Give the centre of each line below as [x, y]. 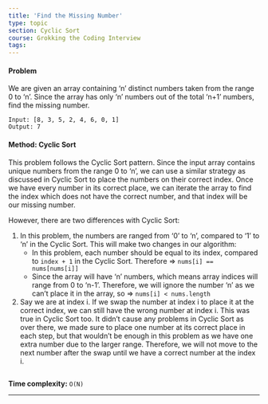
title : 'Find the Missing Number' [66, 16]
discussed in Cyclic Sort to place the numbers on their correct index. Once [131, 179]
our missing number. [42, 205]
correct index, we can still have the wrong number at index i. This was [134, 310]
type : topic [28, 23]
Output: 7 [25, 127]
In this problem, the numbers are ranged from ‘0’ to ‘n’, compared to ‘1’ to [140, 235]
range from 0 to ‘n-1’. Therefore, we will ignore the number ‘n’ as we [143, 284]
